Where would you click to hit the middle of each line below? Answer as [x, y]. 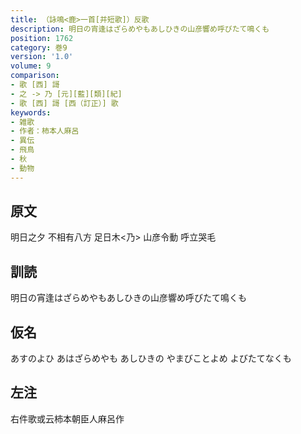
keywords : [31, 112]
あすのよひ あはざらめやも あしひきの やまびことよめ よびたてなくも [151, 358]
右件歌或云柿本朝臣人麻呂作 [67, 418]
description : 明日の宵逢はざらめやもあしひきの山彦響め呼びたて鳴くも [140, 29]
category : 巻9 [39, 47]
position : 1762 [42, 38]
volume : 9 [31, 66]
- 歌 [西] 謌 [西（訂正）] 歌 [64, 103]
